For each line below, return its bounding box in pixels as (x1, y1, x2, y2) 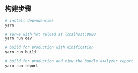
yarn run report (5, 63, 38, 68)
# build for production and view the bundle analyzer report (5, 59, 134, 64)
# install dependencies (5, 18, 54, 23)
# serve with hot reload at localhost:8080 (5, 32, 96, 36)
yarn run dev (5, 36, 32, 41)
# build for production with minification (5, 45, 94, 50)
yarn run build (5, 50, 36, 55)
